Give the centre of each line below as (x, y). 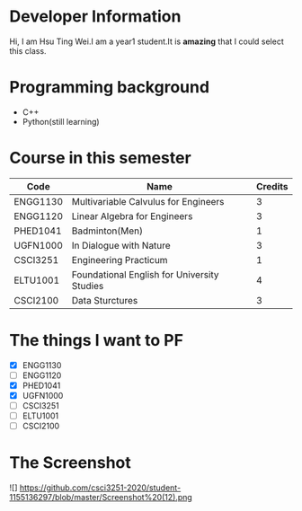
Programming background (109, 88)
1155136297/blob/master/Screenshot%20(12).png (101, 498)
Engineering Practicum (120, 260)
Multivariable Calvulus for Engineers (148, 201)
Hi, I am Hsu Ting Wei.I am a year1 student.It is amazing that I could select (147, 41)
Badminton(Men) (107, 231)
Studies (88, 286)
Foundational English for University (145, 274)
